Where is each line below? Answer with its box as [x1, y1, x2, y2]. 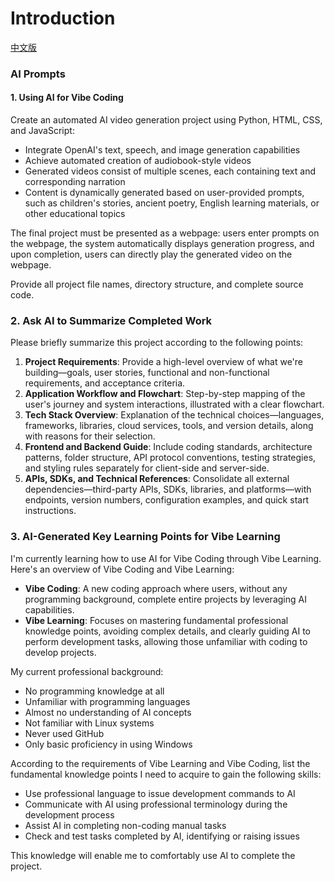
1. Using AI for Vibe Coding [10, 92, 124, 104]
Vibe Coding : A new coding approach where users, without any [24, 582, 288, 594]
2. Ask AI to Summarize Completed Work [10, 313, 213, 327]
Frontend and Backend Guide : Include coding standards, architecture [24, 441, 313, 453]
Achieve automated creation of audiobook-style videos [24, 155, 252, 167]
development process [24, 808, 115, 821]
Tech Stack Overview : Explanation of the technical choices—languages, [24, 409, 325, 421]
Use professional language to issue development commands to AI [24, 787, 296, 799]
